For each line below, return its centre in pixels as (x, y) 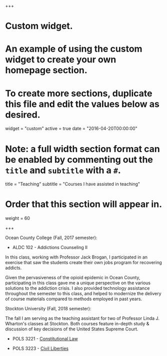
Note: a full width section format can (82, 149)
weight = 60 (17, 218)
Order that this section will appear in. (84, 204)
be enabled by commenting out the (79, 159)
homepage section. (46, 70)
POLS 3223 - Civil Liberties (40, 348)
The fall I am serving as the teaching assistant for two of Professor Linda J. (82, 318)
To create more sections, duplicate (79, 93)
